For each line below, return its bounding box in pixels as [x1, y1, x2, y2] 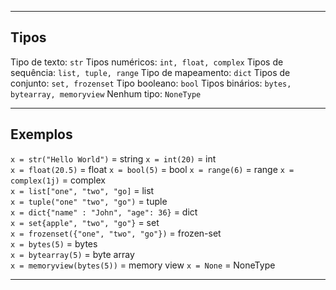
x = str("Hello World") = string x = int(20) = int [10, 152, 217, 165]
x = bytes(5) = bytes [10, 237, 98, 250]
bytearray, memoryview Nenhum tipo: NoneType [10, 87, 202, 100]
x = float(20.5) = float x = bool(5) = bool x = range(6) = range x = [10, 163, 295, 175]
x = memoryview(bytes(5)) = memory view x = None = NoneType [10, 259, 276, 271]
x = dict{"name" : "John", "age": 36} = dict [10, 206, 198, 218]
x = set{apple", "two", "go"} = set [10, 216, 160, 228]
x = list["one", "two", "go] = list [10, 184, 155, 196]
